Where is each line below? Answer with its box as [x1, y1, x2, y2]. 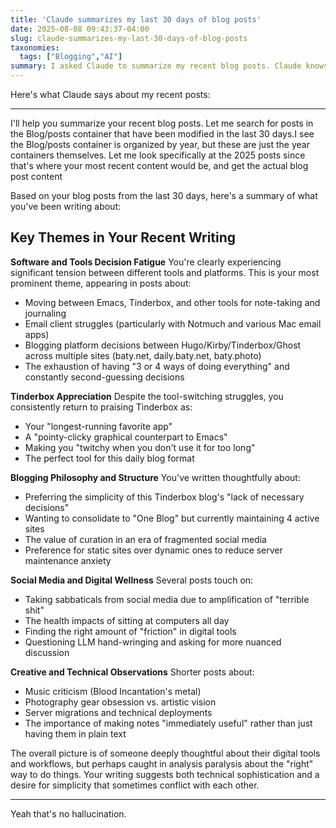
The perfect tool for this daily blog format [24, 452, 195, 464]
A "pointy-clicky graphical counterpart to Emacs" [24, 431, 228, 443]
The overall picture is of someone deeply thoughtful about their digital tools [10, 747, 321, 759]
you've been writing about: [10, 201, 122, 212]
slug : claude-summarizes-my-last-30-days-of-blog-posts [10, 33, 248, 43]
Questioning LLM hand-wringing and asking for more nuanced [24, 636, 282, 648]
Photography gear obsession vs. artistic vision [24, 696, 217, 708]
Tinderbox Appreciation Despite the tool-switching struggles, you [10, 390, 284, 402]
